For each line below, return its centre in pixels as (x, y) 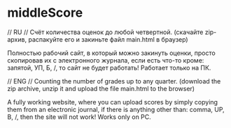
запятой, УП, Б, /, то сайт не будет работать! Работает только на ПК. (109, 67)
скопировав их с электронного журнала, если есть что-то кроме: (106, 60)
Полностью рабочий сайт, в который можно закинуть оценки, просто (111, 53)
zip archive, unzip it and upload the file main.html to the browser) (101, 88)
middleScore (45, 13)
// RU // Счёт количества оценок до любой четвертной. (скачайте (105, 32)
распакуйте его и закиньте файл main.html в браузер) (108, 39)
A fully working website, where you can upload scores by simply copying (113, 102)
